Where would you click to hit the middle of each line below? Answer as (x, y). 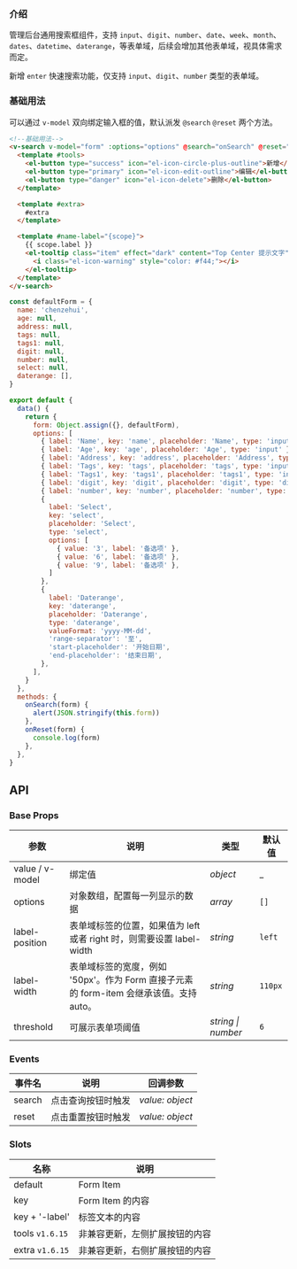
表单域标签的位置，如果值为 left (135, 925)
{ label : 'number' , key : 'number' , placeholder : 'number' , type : (164, 491)
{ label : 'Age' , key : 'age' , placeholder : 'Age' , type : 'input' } (166, 450)
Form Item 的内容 (114, 1200)
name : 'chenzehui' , (53, 310)
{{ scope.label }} (59, 245)
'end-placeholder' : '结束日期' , (105, 656)
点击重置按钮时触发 (91, 1118)
